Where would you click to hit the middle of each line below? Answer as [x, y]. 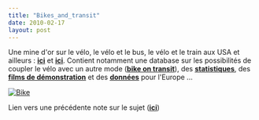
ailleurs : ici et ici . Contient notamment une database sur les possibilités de [130, 60]
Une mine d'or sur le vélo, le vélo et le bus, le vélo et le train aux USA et [124, 53]
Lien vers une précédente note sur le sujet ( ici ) [84, 107]
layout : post [30, 30]
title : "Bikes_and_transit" [54, 15]
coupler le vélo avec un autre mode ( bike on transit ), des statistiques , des [129, 69]
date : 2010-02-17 [37, 23]
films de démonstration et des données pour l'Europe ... [100, 77]
